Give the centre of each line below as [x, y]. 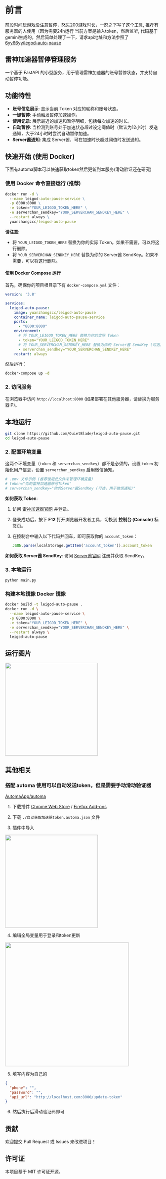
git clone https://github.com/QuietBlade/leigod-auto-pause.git [73, 434]
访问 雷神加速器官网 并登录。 [42, 509]
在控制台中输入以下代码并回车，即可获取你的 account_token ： [75, 536]
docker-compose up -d [27, 373]
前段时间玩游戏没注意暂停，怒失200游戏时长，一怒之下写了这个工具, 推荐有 [82, 25]
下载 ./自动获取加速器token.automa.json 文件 [56, 817]
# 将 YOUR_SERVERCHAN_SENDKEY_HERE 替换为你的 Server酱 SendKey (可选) [90, 344]
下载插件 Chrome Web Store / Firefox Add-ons [60, 806]
